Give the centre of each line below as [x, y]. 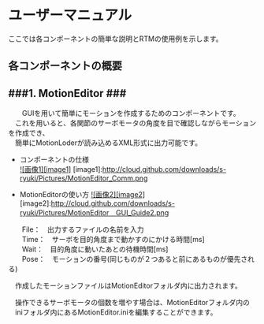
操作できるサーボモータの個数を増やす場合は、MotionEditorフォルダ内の [132, 303]
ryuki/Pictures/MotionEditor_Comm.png [84, 178]
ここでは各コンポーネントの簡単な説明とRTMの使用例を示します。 [115, 39]
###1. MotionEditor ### [67, 93]
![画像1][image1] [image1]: [61, 169]
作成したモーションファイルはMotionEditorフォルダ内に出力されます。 [128, 286]
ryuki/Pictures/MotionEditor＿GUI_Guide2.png [94, 213]
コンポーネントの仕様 [54, 160]
